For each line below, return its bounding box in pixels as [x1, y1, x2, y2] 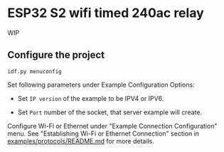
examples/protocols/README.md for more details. [7, 136, 154, 145]
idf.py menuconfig [7, 67, 62, 75]
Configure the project [7, 49, 105, 61]
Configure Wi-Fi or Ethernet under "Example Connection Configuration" [7, 121, 218, 130]
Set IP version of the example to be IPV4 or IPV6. [17, 94, 164, 102]
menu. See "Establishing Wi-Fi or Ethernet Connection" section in [7, 129, 200, 138]
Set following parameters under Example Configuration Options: [7, 80, 195, 89]
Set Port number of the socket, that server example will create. [17, 108, 203, 116]
